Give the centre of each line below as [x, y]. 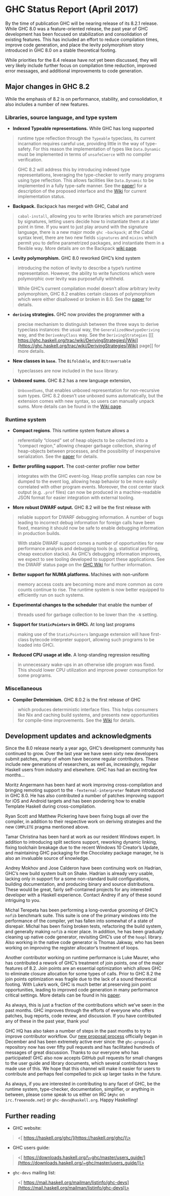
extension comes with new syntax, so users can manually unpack [86, 401]
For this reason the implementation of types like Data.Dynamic [97, 149]
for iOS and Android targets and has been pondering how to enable [75, 801]
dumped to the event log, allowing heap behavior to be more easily [87, 481]
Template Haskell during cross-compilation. [51, 806]
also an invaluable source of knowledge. [47, 858]
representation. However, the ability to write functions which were [86, 273]
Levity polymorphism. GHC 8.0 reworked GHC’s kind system [76, 258]
